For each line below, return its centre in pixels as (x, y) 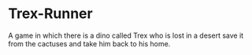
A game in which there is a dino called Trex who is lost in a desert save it (126, 35)
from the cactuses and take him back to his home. (89, 43)
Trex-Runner (50, 14)
